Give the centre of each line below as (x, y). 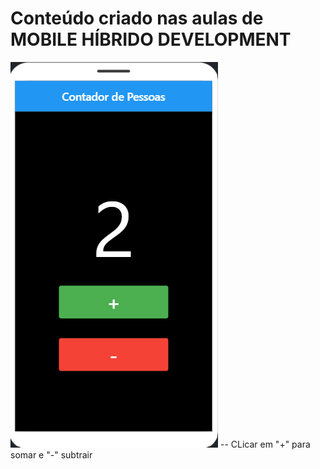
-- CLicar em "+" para (265, 444)
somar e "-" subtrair (51, 454)
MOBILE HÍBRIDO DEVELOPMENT (151, 39)
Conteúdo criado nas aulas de (137, 18)
